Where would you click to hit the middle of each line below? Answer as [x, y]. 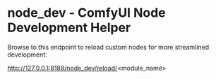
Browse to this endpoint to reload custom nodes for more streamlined [108, 47]
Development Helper [69, 28]
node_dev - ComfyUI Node [86, 13]
